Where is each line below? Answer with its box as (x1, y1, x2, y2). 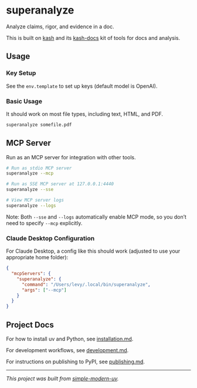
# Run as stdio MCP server (6, 165, 72, 171)
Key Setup (6, 69, 36, 77)
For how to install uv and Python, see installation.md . (6, 335, 134, 342)
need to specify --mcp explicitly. (6, 219, 83, 226)
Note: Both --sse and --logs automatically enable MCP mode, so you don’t (6, 213, 186, 220)
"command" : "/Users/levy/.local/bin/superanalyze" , (21, 282, 151, 287)
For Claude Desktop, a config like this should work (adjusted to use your (6, 247, 181, 255)
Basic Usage (6, 97, 43, 105)
